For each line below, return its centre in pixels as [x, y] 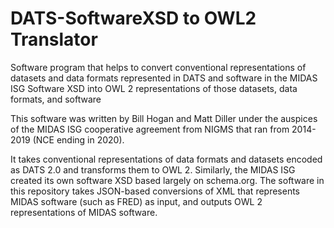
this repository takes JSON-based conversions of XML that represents [155, 191]
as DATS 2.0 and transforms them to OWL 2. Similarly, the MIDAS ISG [153, 169]
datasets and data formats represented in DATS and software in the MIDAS [164, 78]
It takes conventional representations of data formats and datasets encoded [166, 159]
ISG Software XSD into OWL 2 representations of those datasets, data [154, 88]
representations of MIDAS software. [84, 212]
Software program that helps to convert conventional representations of [158, 67]
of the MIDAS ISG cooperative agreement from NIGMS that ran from [150, 129]
